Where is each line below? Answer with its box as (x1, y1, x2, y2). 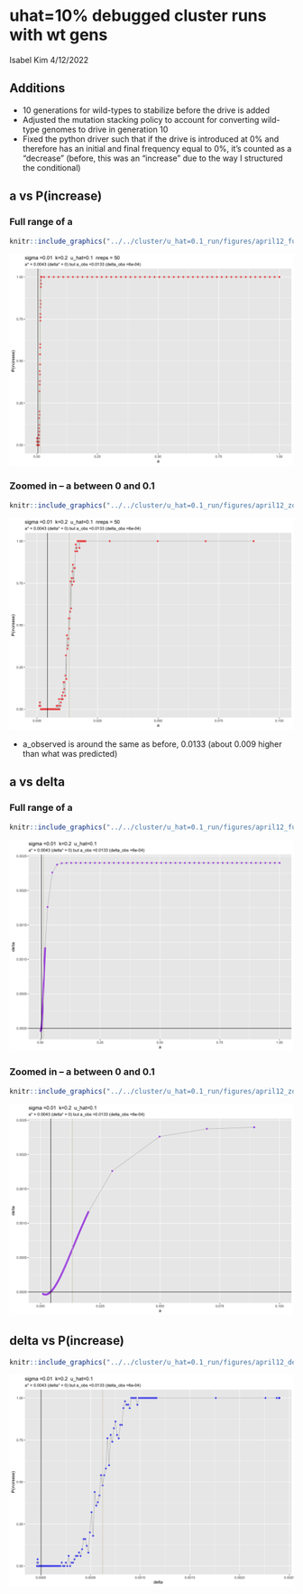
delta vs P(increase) (9, 1333, 124, 1348)
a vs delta (9, 774, 66, 789)
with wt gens (9, 24, 108, 45)
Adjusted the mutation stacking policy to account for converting (22, 114, 260, 125)
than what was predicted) (22, 748, 118, 759)
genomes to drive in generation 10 (41, 124, 169, 135)
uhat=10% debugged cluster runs (9, 5, 267, 26)
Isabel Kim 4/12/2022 (9, 54, 89, 65)
